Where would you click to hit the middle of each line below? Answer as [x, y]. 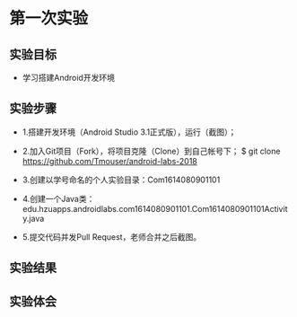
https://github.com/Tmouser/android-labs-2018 [109, 161]
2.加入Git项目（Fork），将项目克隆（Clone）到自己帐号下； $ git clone [151, 151]
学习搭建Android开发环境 [68, 78]
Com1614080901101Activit [240, 208]
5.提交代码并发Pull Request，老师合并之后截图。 [112, 237]
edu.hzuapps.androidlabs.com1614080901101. [107, 208]
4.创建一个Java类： [58, 198]
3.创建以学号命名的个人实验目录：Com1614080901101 [121, 180]
